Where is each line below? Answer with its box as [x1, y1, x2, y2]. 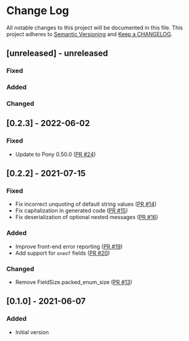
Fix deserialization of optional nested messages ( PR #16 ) [15, 214, 158, 221]
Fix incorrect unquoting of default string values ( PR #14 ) [15, 200, 157, 208]
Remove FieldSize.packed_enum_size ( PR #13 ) [15, 279, 133, 286]
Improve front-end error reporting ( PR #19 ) [15, 242, 123, 250]
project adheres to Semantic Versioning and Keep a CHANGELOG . [6, 30, 173, 37]
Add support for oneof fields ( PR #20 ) [15, 249, 110, 257]
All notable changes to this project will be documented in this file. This [6, 24, 183, 31]
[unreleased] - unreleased [6, 48, 108, 59]
